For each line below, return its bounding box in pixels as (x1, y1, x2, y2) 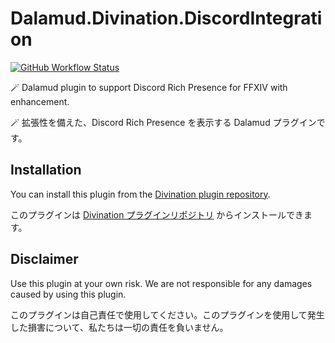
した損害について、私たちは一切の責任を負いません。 (10, 321, 229, 333)
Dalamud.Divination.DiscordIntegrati (10, 7, 323, 30)
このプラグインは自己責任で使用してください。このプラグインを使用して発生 (10, 308, 325, 321)
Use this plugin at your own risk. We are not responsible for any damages (10, 277, 313, 289)
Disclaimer (10, 251, 79, 268)
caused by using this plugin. (10, 288, 127, 300)
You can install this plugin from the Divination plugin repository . (10, 188, 271, 200)
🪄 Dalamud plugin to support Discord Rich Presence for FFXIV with (10, 81, 288, 93)
